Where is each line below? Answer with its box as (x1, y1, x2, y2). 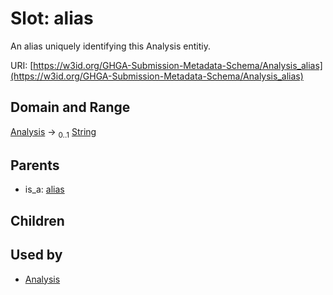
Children (10, 212, 65, 229)
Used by (10, 247, 63, 264)
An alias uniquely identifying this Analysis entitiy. (10, 40, 211, 52)
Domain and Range (10, 99, 131, 116)
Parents (10, 157, 60, 174)
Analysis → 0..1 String (10, 125, 97, 140)
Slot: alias (10, 7, 94, 30)
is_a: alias (24, 183, 65, 196)
